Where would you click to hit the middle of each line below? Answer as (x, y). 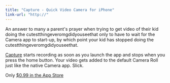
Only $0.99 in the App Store (35, 75)
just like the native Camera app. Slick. (44, 65)
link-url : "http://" (27, 15)
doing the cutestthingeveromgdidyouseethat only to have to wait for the (80, 34)
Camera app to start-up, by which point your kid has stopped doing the (79, 39)
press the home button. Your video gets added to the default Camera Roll (82, 60)
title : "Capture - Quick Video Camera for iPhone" (60, 10)
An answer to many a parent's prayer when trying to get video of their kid (82, 29)
